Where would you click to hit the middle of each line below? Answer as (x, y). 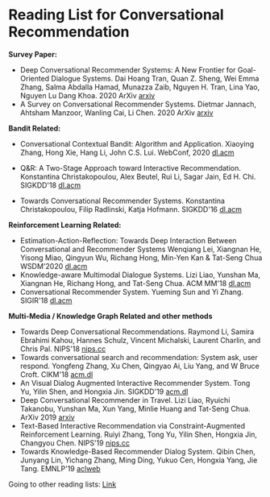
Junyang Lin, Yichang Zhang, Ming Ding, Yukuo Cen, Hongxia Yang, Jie (139, 460)
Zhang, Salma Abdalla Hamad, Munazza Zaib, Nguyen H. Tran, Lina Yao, (140, 87)
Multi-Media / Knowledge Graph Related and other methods (110, 316)
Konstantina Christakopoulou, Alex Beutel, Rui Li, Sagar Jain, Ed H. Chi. (138, 176)
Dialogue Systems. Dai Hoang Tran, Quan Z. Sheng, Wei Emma (155, 78)
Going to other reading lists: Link (62, 484)
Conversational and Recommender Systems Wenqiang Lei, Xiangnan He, (141, 249)
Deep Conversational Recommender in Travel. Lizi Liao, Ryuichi (125, 400)
